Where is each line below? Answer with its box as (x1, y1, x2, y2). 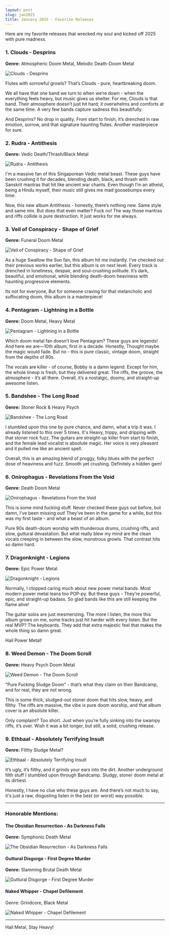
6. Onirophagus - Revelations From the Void (5, 473, 115, 480)
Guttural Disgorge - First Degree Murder (5, 855, 91, 861)
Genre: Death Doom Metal (5, 485, 60, 491)
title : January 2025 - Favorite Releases (5, 17, 94, 22)
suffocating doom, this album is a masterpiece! (5, 294, 103, 300)
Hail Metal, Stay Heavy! (5, 924, 54, 930)
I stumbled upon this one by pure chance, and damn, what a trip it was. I (5, 424, 156, 430)
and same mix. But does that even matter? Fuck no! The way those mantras (5, 207, 162, 213)
